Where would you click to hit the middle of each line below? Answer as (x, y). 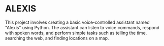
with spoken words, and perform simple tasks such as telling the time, (76, 33)
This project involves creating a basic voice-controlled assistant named (78, 22)
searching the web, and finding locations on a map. (57, 38)
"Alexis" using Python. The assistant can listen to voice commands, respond (82, 27)
